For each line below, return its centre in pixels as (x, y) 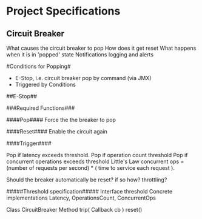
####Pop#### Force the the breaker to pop (61, 120)
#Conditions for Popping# (39, 66)
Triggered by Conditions (45, 84)
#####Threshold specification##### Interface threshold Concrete (89, 191)
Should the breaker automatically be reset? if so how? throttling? (87, 180)
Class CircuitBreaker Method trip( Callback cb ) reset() (74, 210)
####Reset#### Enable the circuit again (57, 131)
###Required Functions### (41, 108)
